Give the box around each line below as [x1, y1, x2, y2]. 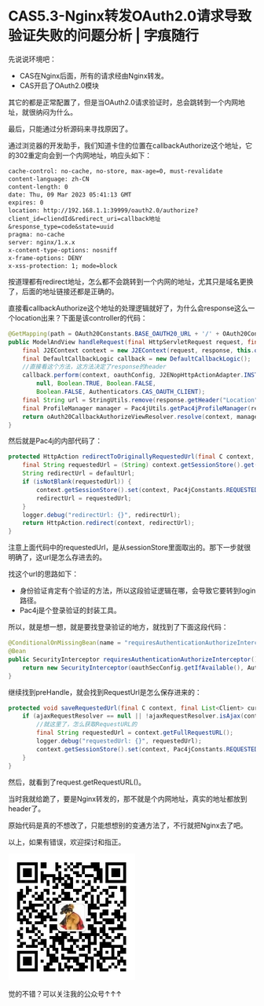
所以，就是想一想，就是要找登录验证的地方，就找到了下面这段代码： [8, 622, 229, 632]
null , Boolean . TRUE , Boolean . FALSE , [36, 380, 156, 387]
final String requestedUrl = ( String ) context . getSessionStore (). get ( [22, 461, 258, 469]
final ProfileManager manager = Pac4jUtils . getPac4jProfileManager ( [22, 404, 251, 413]
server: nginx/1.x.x [8, 238, 76, 246]
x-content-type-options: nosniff [8, 246, 118, 254]
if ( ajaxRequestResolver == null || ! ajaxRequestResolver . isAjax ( [22, 712, 244, 720]
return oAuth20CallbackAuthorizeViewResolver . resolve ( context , [22, 413, 234, 420]
